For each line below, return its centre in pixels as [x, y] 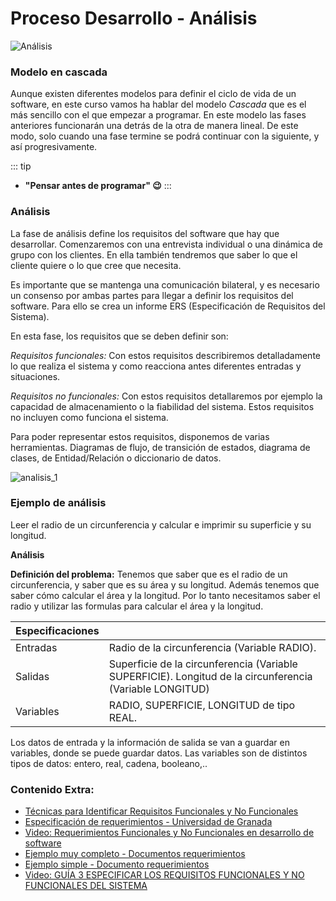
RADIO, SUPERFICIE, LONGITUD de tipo [202, 705]
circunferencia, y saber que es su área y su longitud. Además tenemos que [165, 584]
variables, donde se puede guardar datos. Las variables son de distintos [159, 753]
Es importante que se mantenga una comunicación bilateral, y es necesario [165, 284]
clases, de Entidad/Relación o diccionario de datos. [116, 458]
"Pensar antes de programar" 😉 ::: [98, 186]
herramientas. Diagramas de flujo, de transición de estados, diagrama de [160, 447]
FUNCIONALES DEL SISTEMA [86, 886]
